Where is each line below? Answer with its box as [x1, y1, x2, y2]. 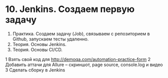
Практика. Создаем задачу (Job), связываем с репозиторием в [12, 30, 150, 36]
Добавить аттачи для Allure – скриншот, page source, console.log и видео [5, 61, 163, 67]
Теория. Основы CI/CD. [12, 46, 63, 52]
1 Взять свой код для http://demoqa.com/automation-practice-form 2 [5, 56, 151, 62]
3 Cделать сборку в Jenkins [5, 66, 66, 73]
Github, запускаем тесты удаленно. [12, 36, 89, 42]
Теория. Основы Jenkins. [12, 41, 67, 47]
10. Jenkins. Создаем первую [5, 3, 135, 15]
